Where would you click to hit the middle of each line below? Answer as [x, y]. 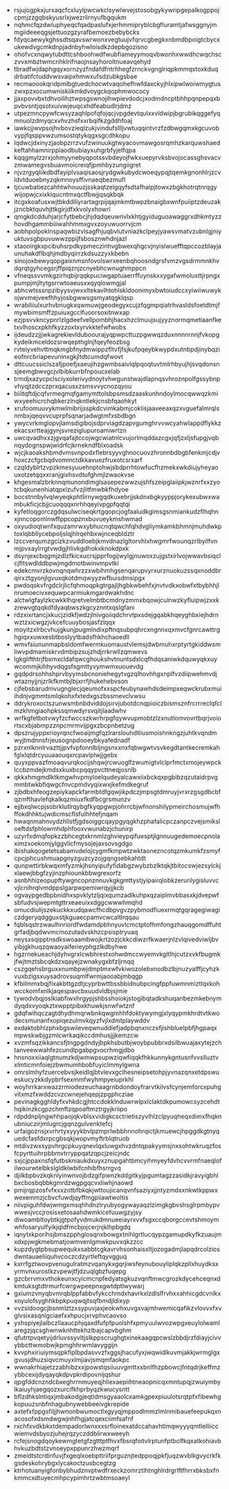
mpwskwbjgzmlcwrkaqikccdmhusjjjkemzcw [76, 1035]
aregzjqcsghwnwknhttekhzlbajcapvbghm [72, 1330]
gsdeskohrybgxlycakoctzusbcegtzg [65, 1463]
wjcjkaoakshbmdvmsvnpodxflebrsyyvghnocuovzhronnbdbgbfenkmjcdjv [117, 453]
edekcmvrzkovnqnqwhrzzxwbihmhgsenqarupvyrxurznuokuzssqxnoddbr [117, 571]
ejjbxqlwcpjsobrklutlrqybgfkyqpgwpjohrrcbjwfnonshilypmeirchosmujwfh [117, 807]
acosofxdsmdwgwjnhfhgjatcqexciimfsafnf [73, 1419]
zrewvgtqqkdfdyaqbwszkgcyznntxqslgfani [74, 607]
